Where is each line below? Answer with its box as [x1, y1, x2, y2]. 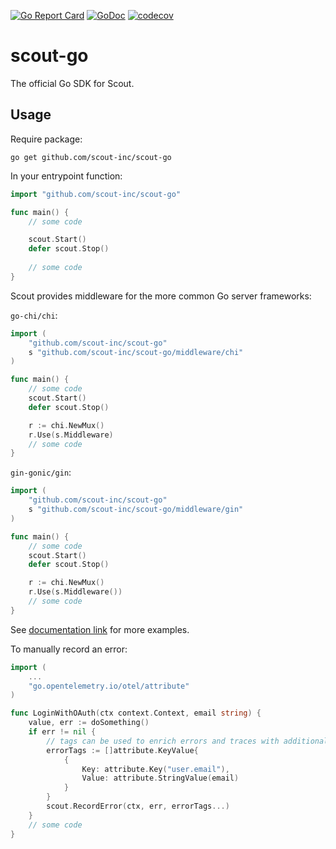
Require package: [10, 133, 83, 145]
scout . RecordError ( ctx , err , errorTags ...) [46, 801, 230, 811]
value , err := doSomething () [28, 718, 150, 728]
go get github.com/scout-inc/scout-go [10, 152, 172, 162]
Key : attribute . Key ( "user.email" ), [81, 764, 230, 774]
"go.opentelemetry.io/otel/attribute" [28, 681, 190, 691]
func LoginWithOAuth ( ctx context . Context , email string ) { [10, 708, 262, 719]
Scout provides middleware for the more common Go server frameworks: [10, 290, 312, 302]
